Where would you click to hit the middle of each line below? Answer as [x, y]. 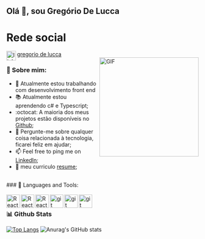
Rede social [36, 37]
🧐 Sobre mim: [27, 70]
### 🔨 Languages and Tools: [42, 185]
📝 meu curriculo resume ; [46, 166]
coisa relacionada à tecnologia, [54, 138]
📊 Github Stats [29, 214]
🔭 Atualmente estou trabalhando [56, 84]
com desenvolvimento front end [55, 90]
